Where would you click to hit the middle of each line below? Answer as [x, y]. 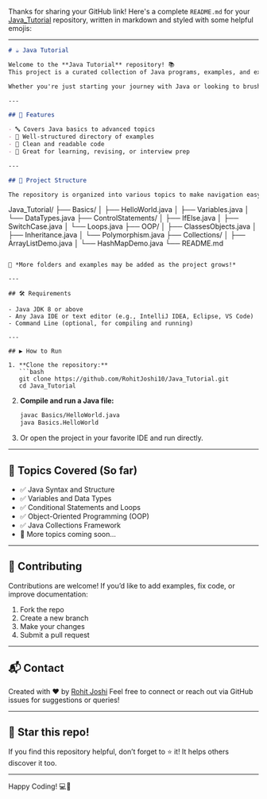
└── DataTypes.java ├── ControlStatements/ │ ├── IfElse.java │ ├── [124, 218]
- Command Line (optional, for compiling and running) [101, 324]
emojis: [20, 28]
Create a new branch [54, 618]
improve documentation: [48, 594]
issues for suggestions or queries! [64, 700]
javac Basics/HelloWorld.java [70, 415]
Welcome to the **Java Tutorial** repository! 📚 [91, 64]
